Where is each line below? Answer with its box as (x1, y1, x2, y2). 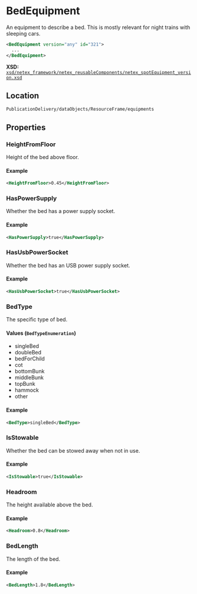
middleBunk (14, 374, 44, 381)
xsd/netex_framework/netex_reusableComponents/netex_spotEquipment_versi (6, 69, 192, 75)
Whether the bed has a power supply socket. (6, 208, 116, 215)
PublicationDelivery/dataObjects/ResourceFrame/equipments (6, 106, 155, 112)
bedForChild (14, 355, 45, 362)
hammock (14, 386, 40, 394)
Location (6, 91, 40, 101)
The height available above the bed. (6, 501, 93, 508)
